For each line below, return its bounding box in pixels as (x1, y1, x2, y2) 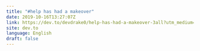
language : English (6, 30, 52, 36)
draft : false (6, 36, 39, 42)
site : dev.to (6, 25, 39, 31)
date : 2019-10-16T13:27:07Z (6, 14, 76, 20)
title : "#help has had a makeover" (6, 8, 95, 15)
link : (6, 19, 20, 25)
